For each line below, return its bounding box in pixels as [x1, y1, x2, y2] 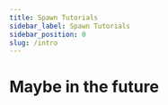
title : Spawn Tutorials [9, 13, 99, 22]
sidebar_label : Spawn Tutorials [9, 22, 130, 31]
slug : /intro [9, 38, 58, 48]
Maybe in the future [9, 77, 160, 97]
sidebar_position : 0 [9, 30, 87, 39]
